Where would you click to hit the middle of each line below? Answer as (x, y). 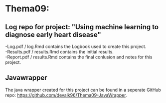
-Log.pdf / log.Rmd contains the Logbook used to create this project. (76, 47)
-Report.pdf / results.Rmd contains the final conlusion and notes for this (79, 57)
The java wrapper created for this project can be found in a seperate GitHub (83, 90)
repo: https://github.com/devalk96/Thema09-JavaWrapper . (66, 95)
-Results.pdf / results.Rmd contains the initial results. (59, 52)
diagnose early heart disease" (53, 34)
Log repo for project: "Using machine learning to (82, 27)
